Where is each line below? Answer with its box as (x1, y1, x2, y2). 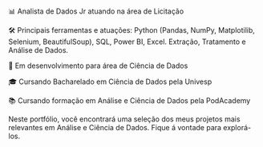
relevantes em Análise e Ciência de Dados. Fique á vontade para (8, 123, 222, 132)
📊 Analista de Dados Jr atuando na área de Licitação (8, 6, 184, 16)
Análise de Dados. (8, 46, 69, 54)
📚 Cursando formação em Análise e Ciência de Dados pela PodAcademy (8, 96, 251, 105)
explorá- (223, 123, 251, 132)
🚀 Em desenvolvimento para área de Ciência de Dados (8, 61, 188, 70)
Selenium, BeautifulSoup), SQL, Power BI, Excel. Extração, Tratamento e (8, 37, 246, 46)
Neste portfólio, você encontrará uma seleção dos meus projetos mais (8, 114, 241, 124)
